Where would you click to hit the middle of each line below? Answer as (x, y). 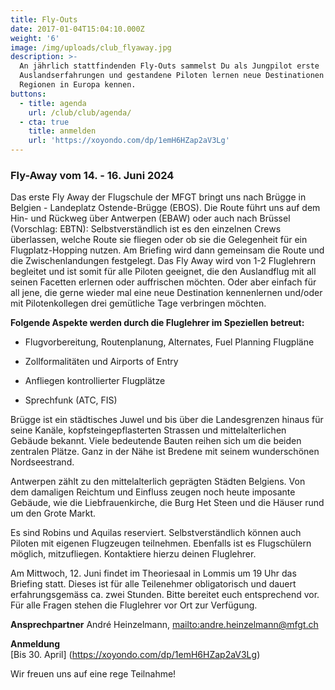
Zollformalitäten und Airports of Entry (101, 362)
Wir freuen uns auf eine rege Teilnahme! (93, 674)
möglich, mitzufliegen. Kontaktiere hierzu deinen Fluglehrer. (133, 554)
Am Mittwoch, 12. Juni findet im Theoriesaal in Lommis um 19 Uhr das (153, 573)
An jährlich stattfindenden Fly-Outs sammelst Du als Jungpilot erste (169, 66)
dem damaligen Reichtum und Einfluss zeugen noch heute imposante (153, 492)
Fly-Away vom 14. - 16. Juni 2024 (92, 175)
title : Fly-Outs (44, 19)
